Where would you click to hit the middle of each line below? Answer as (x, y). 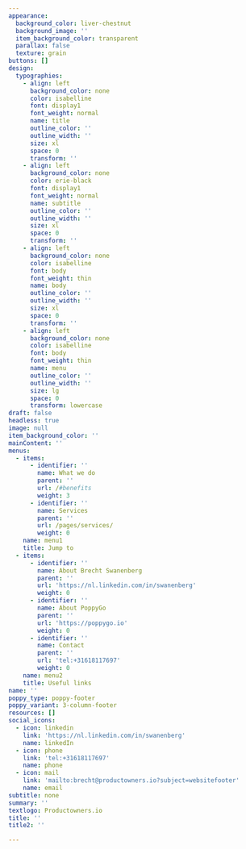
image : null (28, 428)
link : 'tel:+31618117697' (67, 758)
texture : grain (41, 53)
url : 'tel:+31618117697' (79, 661)
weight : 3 (54, 495)
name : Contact (61, 646)
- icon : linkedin (45, 728)
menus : (19, 451)
